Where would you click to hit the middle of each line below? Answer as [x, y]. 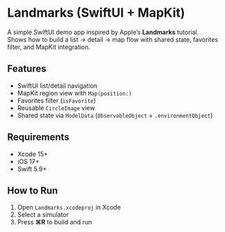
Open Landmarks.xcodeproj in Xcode [69, 208]
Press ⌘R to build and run [55, 222]
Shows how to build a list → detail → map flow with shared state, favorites [113, 39]
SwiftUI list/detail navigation [57, 86]
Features [27, 69]
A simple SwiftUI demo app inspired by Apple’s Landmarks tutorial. [103, 32]
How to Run [33, 191]
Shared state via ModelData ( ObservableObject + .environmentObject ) [115, 115]
